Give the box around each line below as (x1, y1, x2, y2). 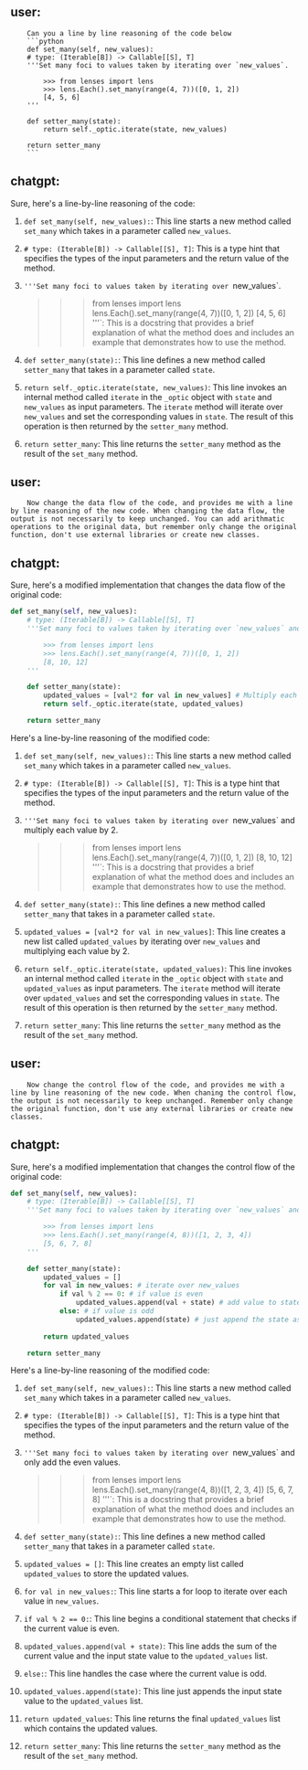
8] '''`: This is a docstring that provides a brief (91, 1494, 264, 1505)
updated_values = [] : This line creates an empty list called (23, 1559, 245, 1570)
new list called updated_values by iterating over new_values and (23, 936, 261, 947)
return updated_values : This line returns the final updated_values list (23, 1713, 281, 1724)
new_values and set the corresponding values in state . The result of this (23, 410, 294, 421)
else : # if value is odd (58, 1307, 154, 1316)
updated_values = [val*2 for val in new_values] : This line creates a (23, 926, 286, 937)
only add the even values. (23, 1457, 122, 1468)
